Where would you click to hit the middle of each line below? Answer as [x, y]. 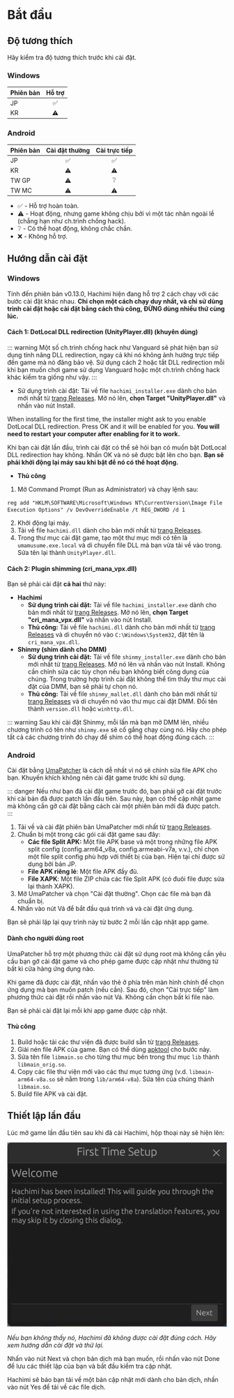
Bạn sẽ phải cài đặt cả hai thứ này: [57, 584]
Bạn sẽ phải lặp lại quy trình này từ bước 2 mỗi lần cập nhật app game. [108, 922]
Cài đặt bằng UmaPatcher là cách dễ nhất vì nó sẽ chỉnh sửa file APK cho [112, 771]
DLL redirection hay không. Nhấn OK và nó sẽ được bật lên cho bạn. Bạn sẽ [116, 454]
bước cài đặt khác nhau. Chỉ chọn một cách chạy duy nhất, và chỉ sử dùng [115, 301]
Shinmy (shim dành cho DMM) [62, 650]
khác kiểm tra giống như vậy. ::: [52, 377]
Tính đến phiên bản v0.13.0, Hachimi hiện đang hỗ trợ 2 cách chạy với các [113, 294]
